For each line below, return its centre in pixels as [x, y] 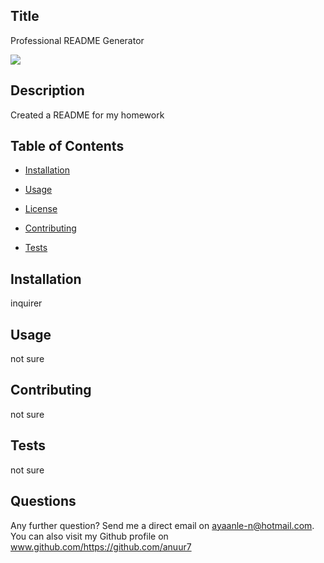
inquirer [26, 303]
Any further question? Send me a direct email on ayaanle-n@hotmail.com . [162, 525]
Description [47, 90]
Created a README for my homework [87, 115]
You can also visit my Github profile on [89, 536]
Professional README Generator [77, 40]
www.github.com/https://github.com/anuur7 [101, 546]
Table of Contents [67, 146]
